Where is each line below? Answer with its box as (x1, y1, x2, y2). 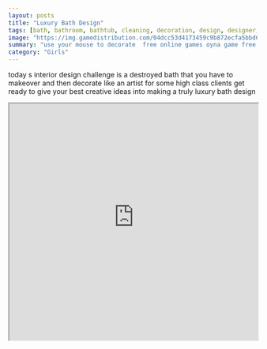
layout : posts (8, 11, 55, 20)
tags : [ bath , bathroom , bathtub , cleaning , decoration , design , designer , (8, 26, 260, 34)
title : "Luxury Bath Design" (8, 19, 104, 27)
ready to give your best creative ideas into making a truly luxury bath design (8, 87, 256, 96)
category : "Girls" (8, 48, 69, 56)
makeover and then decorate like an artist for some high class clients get (8, 78, 245, 88)
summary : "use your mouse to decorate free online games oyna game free (8, 41, 257, 49)
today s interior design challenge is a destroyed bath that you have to (8, 70, 234, 79)
